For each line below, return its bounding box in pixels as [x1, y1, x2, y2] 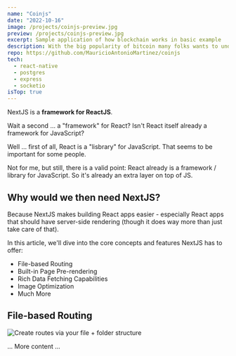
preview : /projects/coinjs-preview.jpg [7, 29, 124, 37]
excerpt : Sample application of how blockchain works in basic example [7, 37, 221, 44]
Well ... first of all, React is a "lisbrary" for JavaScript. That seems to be [7, 143, 213, 151]
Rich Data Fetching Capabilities [17, 275, 108, 283]
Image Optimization [17, 282, 74, 290]
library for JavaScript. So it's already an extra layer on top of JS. [7, 171, 193, 180]
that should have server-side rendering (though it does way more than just [7, 217, 223, 225]
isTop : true [7, 88, 42, 95]
